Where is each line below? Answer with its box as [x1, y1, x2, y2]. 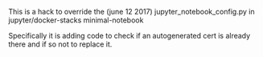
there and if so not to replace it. [8, 39, 113, 49]
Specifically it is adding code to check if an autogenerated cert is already [8, 31, 251, 40]
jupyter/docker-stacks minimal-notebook [8, 15, 144, 25]
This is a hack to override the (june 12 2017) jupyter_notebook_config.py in [8, 7, 255, 16]
